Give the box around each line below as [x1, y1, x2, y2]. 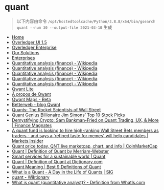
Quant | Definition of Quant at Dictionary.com [11, 158, 103, 165]
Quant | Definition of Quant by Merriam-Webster [11, 148, 109, 154]
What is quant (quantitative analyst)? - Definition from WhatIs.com [11, 179, 145, 185]
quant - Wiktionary [11, 174, 50, 180]
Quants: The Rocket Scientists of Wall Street [11, 106, 101, 112]
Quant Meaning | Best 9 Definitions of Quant [11, 164, 101, 169]
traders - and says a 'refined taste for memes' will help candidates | [11, 132, 149, 138]
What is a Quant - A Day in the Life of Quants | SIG [11, 169, 114, 175]
